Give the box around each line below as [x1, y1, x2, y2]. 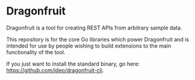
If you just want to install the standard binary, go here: [6, 60, 140, 67]
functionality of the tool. [6, 48, 66, 55]
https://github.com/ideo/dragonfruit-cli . [6, 66, 104, 73]
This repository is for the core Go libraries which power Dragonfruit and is [6, 35, 190, 43]
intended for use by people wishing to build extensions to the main [6, 42, 172, 49]
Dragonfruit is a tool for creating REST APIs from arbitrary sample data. [6, 24, 182, 31]
